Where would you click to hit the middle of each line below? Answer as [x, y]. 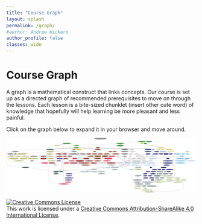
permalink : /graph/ [31, 25]
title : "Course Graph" [35, 13]
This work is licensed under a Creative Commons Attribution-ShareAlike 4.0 [100, 208]
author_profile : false [35, 38]
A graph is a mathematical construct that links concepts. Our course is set [98, 92]
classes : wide [24, 45]
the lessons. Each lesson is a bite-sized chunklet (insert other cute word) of [100, 104]
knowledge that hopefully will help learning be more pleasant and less [93, 111]
